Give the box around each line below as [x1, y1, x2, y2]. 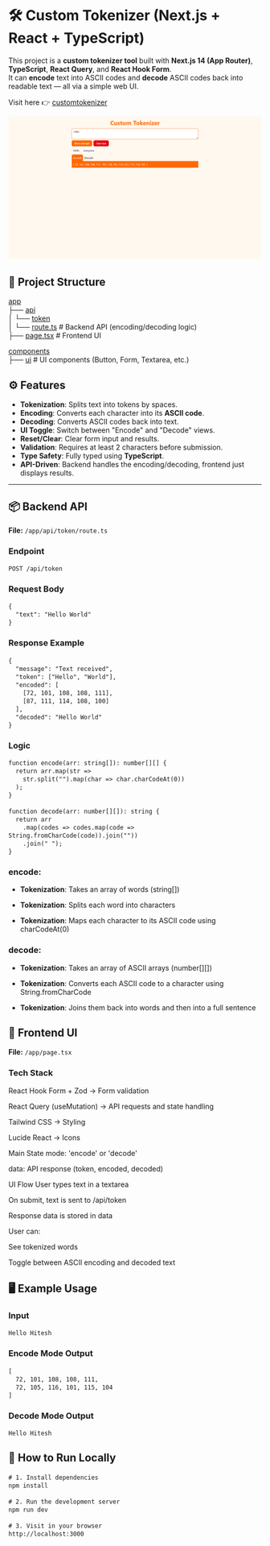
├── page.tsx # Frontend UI [8, 331, 102, 341]
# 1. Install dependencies [8, 1473, 99, 1482]
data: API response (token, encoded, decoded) [8, 1163, 163, 1173]
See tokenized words [8, 1241, 79, 1251]
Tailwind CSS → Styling [8, 1117, 86, 1126]
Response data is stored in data [8, 1210, 113, 1221]
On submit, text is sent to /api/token [8, 1195, 127, 1204]
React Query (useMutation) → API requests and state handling [8, 1101, 215, 1111]
